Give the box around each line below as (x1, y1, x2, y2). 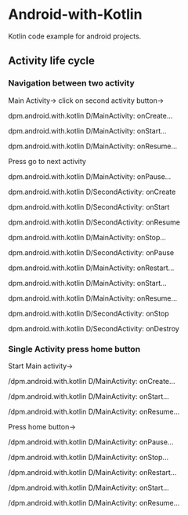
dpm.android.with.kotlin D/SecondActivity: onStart (8, 202, 170, 211)
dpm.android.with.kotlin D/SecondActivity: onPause (8, 247, 175, 257)
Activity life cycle (8, 54, 96, 68)
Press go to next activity (8, 156, 86, 166)
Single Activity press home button (8, 343, 141, 354)
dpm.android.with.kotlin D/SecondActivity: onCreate (8, 187, 176, 196)
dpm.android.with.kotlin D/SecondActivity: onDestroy (8, 323, 180, 333)
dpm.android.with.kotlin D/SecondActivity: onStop (8, 309, 170, 318)
